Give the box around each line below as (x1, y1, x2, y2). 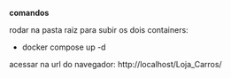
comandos (9, 8, 50, 18)
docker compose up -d (21, 42, 106, 52)
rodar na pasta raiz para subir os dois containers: (9, 25, 189, 35)
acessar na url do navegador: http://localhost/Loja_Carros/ (9, 59, 223, 69)
